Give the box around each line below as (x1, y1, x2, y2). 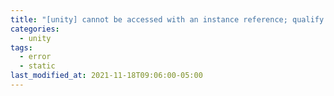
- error (19, 52, 52, 62)
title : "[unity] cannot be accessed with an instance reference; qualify (10, 14, 325, 25)
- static (19, 61, 56, 71)
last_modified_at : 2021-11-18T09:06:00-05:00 (10, 71, 203, 81)
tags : (10, 42, 33, 53)
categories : (10, 24, 60, 34)
